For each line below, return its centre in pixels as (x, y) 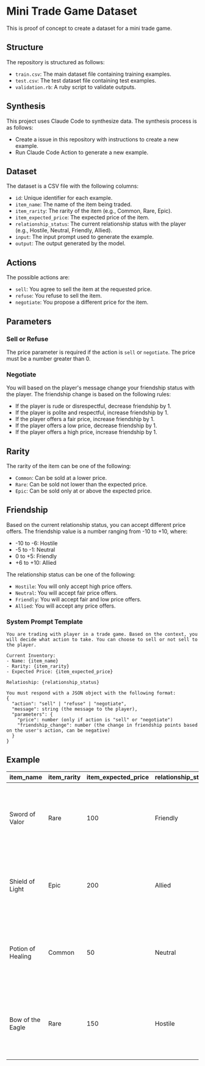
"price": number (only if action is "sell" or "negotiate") (95, 720)
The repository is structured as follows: (56, 62)
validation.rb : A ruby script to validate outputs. (75, 87)
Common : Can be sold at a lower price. (61, 477)
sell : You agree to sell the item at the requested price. (84, 289)
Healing (20, 956)
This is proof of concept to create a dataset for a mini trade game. (89, 28)
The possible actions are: (38, 278)
